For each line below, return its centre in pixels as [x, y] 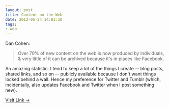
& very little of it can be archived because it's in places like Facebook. [91, 59]
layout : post [19, 10]
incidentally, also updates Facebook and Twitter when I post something [80, 85]
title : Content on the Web [34, 15]
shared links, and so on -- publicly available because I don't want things [81, 74]
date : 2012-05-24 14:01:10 [34, 19]
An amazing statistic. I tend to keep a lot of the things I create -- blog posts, [84, 69]
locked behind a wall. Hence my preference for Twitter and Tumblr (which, [83, 79]
